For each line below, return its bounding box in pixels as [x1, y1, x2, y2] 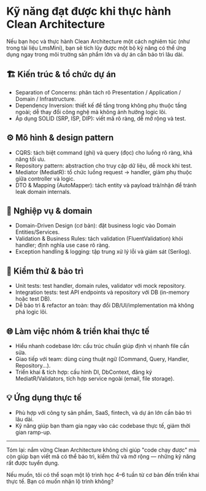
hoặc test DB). [15, 295, 52, 303]
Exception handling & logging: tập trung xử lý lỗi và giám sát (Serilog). [15, 248, 192, 255]
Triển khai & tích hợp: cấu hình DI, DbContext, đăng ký [15, 368, 152, 376]
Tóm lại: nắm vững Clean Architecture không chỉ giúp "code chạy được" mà [6, 446, 197, 454]
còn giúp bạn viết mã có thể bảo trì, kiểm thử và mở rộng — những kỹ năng [6, 452, 196, 460]
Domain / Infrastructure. [15, 95, 76, 102]
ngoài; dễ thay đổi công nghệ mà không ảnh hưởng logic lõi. [15, 108, 167, 115]
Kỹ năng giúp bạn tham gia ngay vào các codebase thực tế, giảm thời [15, 422, 191, 429]
